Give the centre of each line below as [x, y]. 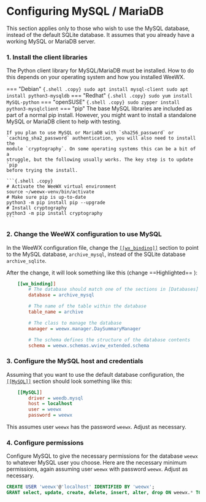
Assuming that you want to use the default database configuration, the [96, 374]
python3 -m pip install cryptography [55, 214]
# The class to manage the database [75, 323]
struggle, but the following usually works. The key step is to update [100, 160]
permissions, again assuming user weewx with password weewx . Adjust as [97, 469]
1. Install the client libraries [47, 57]
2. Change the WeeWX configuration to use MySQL [84, 234]
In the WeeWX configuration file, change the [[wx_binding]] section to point [103, 247]
